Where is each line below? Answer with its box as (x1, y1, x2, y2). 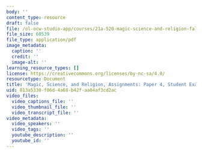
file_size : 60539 (6, 31, 50, 37)
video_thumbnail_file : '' (11, 104, 77, 110)
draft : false (6, 20, 39, 26)
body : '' (6, 8, 28, 15)
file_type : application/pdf (6, 37, 77, 43)
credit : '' (11, 54, 39, 60)
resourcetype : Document (6, 76, 66, 82)
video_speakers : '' (11, 121, 61, 127)
